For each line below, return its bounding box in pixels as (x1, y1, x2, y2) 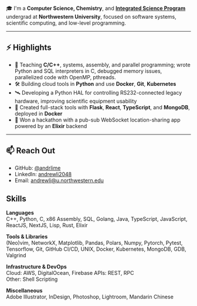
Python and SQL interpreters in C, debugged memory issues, (14, 67, 162, 75)
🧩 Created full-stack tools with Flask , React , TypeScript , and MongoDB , (14, 103, 191, 110)
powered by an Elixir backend (14, 122, 87, 129)
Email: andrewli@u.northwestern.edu (14, 177, 104, 184)
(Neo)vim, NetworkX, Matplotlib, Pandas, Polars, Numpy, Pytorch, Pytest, (6, 240, 183, 247)
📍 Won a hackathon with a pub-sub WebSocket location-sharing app (14, 116, 181, 123)
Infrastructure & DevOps (6, 263, 67, 270)
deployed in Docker (14, 110, 63, 117)
